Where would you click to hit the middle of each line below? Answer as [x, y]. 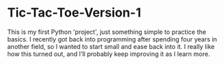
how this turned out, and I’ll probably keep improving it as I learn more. [109, 54]
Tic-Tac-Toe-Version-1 [74, 13]
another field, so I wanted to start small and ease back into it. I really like [111, 46]
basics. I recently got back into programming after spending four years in [112, 39]
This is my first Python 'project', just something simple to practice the [107, 32]
